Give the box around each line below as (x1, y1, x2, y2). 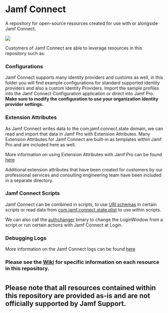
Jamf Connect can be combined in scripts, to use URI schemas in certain (5, 201, 157, 207)
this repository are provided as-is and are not (5, 292, 150, 300)
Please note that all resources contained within (5, 284, 156, 292)
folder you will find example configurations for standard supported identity (5, 80, 160, 86)
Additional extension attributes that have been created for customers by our (5, 166, 163, 172)
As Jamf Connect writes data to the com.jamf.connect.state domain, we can (5, 125, 163, 131)
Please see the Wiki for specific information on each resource (5, 259, 160, 266)
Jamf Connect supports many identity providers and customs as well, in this (5, 74, 163, 80)
